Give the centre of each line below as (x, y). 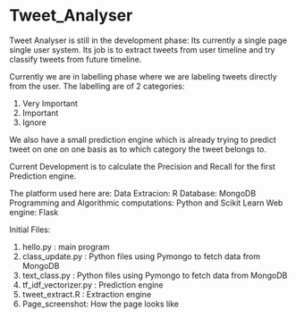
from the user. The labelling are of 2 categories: (97, 86)
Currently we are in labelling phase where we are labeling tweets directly (143, 76)
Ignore (34, 122)
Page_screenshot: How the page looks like (101, 304)
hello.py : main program (66, 247)
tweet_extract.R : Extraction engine (87, 294)
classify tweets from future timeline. (76, 59)
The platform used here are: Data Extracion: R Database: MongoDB (133, 193)
